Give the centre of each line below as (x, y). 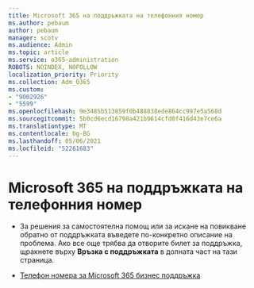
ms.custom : (26, 89)
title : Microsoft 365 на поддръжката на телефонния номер (106, 15)
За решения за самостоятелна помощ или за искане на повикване (133, 226)
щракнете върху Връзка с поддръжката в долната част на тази (129, 252)
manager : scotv (33, 38)
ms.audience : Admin (40, 45)
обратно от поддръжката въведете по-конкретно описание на (126, 235)
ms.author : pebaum (38, 23)
